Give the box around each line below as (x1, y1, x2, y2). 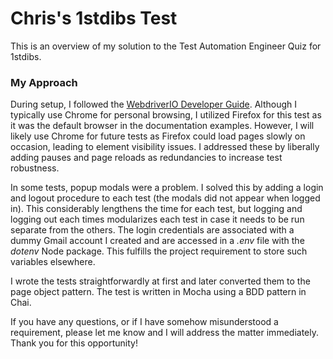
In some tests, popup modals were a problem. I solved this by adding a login (10, 182, 324, 194)
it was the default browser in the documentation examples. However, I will (10, 120, 315, 132)
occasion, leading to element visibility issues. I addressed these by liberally (10, 141, 320, 153)
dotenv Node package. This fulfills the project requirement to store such (10, 245, 308, 257)
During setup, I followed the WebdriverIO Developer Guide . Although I (10, 98, 298, 111)
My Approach (10, 75, 78, 89)
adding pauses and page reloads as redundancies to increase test (10, 152, 283, 164)
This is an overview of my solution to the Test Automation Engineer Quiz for (10, 40, 322, 52)
